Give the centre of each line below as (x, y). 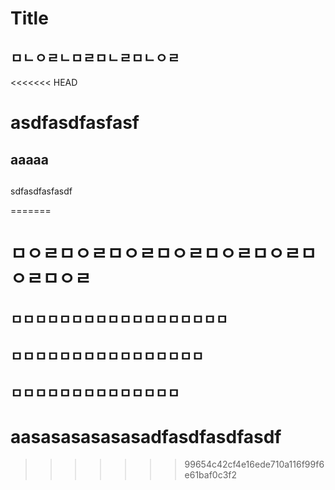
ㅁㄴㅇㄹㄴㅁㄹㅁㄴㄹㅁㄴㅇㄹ (95, 57)
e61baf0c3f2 (211, 475)
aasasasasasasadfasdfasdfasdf (146, 436)
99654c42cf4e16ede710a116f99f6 (254, 464)
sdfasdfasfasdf (41, 191)
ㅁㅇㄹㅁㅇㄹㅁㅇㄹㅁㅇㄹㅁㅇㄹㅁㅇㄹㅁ (163, 254)
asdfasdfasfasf (75, 123)
